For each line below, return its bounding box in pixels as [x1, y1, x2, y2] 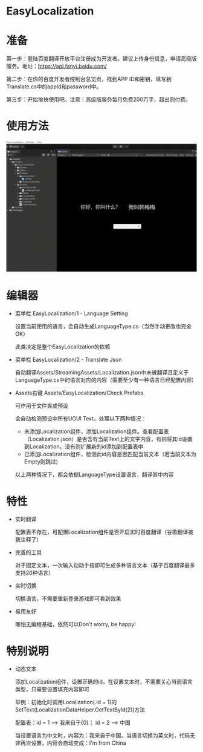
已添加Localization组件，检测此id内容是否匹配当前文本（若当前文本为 [24, 451, 196, 458]
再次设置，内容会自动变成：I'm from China [20, 739, 126, 747]
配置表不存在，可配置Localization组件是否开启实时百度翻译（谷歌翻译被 [14, 528, 194, 536]
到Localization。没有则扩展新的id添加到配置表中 [24, 443, 144, 450]
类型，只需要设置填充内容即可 [14, 685, 89, 693]
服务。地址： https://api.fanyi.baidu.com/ [6, 62, 108, 70]
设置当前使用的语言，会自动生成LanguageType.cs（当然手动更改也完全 [14, 322, 192, 330]
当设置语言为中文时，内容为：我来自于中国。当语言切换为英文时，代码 [14, 732, 190, 739]
